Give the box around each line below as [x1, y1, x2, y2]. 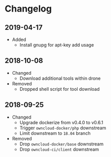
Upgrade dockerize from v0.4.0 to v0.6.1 [19, 119, 103, 125]
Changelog [5, 3, 52, 15]
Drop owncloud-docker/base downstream [19, 141, 104, 147]
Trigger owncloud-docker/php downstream [19, 125, 106, 131]
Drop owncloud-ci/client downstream [19, 146, 99, 152]
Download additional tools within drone [19, 75, 101, 81]
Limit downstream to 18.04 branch [19, 130, 91, 136]
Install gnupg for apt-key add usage [19, 42, 94, 48]
